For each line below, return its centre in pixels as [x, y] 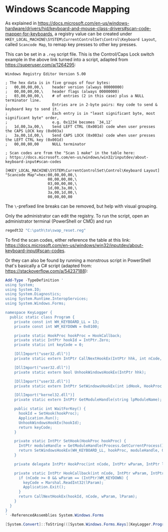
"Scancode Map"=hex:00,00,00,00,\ [41, 175]
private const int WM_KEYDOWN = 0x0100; [57, 326]
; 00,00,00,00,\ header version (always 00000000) [64, 87]
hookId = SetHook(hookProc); [49, 414]
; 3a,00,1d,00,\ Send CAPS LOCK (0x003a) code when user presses [80, 135]
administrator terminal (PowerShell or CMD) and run [59, 221]
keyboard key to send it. [32, 109]
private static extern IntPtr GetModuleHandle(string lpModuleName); [88, 400]
